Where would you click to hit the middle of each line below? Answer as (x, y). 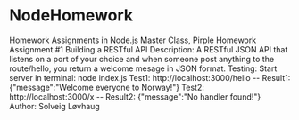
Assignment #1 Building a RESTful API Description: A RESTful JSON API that (149, 49)
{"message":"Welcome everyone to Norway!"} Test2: (107, 87)
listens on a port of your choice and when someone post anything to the (142, 59)
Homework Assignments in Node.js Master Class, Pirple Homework (133, 40)
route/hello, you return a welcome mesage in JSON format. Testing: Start (143, 68)
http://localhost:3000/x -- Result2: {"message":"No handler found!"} (135, 96)
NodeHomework (71, 16)
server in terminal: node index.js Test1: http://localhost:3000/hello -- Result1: (150, 77)
